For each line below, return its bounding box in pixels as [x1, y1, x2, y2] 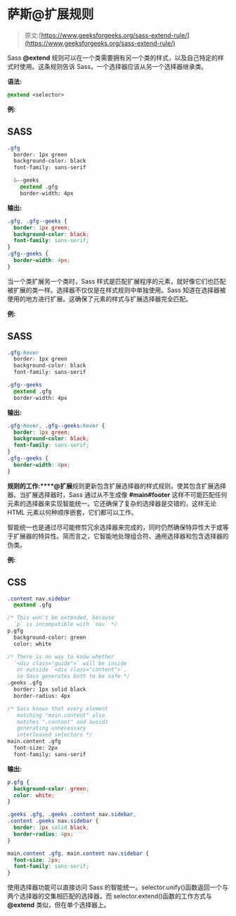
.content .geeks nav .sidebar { [7, 817, 99, 824]
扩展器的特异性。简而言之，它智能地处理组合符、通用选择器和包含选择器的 [13, 532, 229, 540]
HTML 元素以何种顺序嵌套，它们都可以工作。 [7, 508, 138, 516]
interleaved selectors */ [16, 732, 93, 739]
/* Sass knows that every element [7, 705, 109, 712]
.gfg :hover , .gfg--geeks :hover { [7, 422, 105, 429]
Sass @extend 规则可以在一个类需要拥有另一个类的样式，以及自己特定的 [7, 54, 218, 62]
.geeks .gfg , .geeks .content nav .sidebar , [7, 811, 137, 818]
